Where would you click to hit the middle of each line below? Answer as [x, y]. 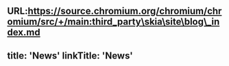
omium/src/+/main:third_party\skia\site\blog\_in [113, 22]
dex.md [24, 32]
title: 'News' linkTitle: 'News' [70, 55]
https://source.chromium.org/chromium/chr [125, 11]
